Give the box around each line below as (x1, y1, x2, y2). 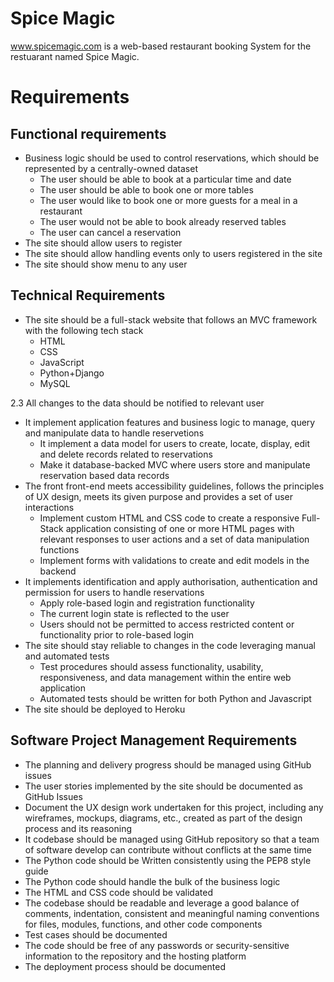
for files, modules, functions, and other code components (24, 918, 263, 930)
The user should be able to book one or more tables (39, 183, 254, 196)
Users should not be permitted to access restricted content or (39, 618, 295, 630)
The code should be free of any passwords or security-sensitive (24, 939, 290, 951)
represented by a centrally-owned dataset (24, 162, 198, 174)
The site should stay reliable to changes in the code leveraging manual (24, 639, 316, 651)
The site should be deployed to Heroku (24, 703, 186, 715)
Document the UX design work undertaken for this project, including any (24, 801, 324, 813)
